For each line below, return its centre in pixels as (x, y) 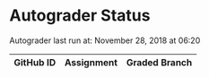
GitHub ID (35, 62)
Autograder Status (80, 16)
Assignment (91, 62)
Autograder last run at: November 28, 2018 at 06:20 (105, 40)
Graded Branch (159, 62)
